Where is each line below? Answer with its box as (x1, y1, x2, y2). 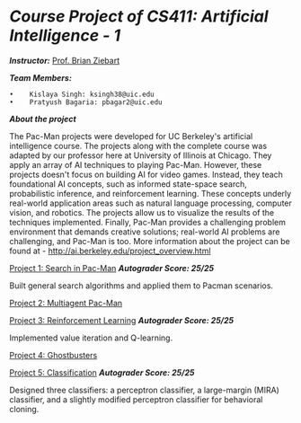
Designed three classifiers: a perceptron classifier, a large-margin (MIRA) (9, 384, 280, 395)
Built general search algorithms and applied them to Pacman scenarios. (9, 280, 274, 291)
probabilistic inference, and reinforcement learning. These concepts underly (9, 188, 292, 198)
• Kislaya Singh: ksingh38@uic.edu (9, 90, 155, 99)
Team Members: (9, 72, 72, 83)
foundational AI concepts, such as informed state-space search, (9, 178, 247, 189)
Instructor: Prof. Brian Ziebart (9, 55, 120, 66)
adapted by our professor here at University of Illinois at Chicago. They (9, 150, 272, 161)
